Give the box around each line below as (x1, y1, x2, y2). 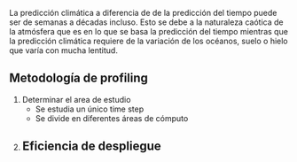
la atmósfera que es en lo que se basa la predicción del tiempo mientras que (9, 27, 288, 36)
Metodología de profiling (9, 71, 149, 86)
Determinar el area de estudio (21, 94, 131, 104)
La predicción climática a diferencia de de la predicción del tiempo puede (9, 8, 277, 18)
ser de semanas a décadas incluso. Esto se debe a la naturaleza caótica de (9, 17, 284, 27)
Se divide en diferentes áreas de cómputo (35, 112, 189, 123)
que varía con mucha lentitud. (9, 45, 118, 56)
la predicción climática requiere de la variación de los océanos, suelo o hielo (9, 35, 288, 46)
